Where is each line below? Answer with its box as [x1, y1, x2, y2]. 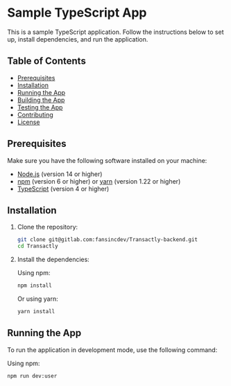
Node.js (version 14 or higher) [17, 170, 103, 178]
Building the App [17, 96, 65, 104]
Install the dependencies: [17, 255, 90, 264]
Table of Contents [7, 55, 87, 67]
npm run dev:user [7, 372, 58, 379]
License [17, 118, 40, 126]
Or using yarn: [17, 295, 59, 303]
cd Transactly [17, 243, 58, 250]
